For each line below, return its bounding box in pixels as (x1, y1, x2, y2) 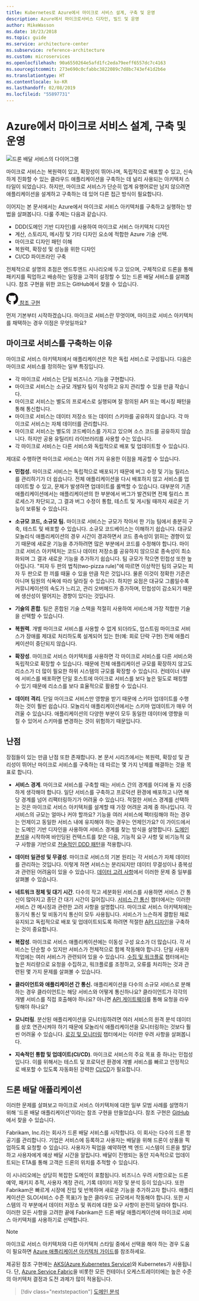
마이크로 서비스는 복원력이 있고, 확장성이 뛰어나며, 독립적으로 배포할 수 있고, (6, 167, 182, 175)
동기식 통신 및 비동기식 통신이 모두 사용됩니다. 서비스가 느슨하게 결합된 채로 (14, 911, 189, 918)
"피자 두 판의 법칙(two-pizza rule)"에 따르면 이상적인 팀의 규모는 (37, 562, 187, 569)
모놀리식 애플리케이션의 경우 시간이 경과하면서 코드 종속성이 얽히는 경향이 (14, 532, 185, 539)
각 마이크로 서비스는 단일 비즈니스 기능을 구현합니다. (14, 375, 135, 383)
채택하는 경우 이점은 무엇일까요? (12, 319, 87, 326)
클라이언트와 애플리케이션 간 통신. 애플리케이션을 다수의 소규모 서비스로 (14, 980, 180, 988)
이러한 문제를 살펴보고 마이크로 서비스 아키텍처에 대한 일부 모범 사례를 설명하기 (6, 1101, 189, 1109)
